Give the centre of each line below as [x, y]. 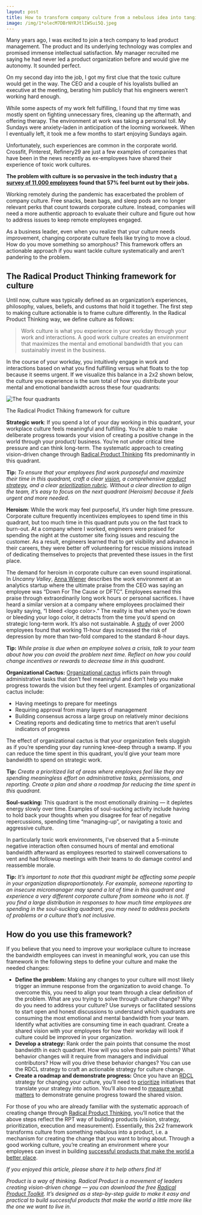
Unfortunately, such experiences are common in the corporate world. [92, 146]
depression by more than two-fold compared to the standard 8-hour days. [98, 636]
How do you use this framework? [69, 934]
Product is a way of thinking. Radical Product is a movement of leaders [94, 1181]
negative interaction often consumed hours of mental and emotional [90, 846]
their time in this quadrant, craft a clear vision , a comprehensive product [96, 479]
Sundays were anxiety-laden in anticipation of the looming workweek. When [101, 128]
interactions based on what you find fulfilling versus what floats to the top [97, 368]
